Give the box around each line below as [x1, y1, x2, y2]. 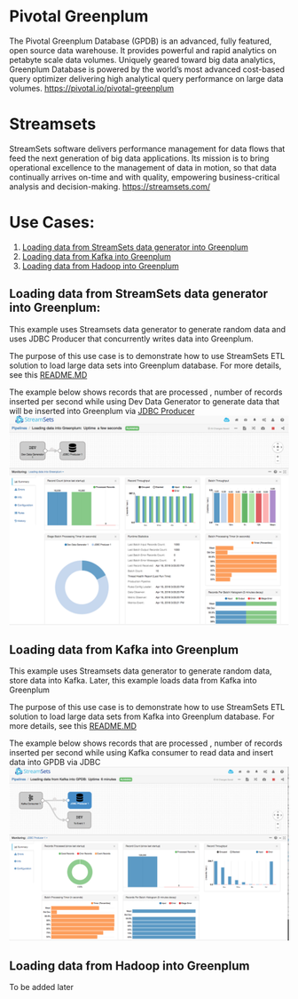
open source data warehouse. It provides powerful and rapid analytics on [9, 44, 278, 55]
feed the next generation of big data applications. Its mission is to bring [9, 153, 270, 164]
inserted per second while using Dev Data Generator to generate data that [9, 396, 280, 406]
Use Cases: [9, 212, 95, 233]
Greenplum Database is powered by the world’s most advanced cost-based [9, 64, 286, 75]
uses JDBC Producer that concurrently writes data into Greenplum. [9, 333, 255, 344]
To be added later [9, 982, 74, 993]
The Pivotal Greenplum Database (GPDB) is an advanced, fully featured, [9, 36, 272, 46]
